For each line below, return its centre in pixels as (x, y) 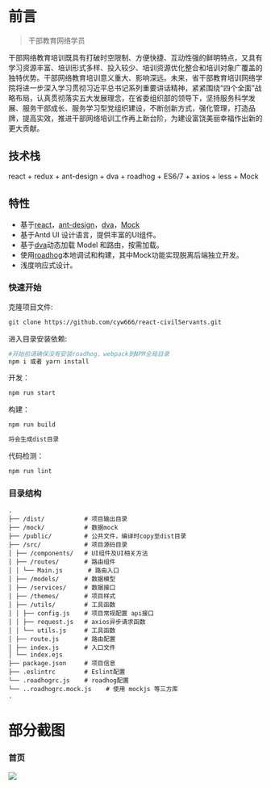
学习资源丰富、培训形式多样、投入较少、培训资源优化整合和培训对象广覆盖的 (135, 67)
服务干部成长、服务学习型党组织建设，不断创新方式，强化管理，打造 (135, 108)
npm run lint (30, 472)
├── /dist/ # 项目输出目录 (68, 519)
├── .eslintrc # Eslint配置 (67, 672)
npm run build (32, 425)
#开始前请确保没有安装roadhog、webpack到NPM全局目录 (89, 354)
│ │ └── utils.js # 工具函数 (62, 631)
